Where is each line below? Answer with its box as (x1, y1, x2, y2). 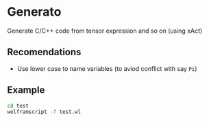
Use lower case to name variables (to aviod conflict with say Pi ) (16, 64, 197, 72)
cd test (7, 102, 29, 109)
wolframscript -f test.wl (7, 108, 81, 116)
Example (7, 85, 45, 96)
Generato (7, 4, 62, 20)
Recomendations (7, 46, 82, 58)
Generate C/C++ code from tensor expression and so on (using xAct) (7, 27, 203, 35)
